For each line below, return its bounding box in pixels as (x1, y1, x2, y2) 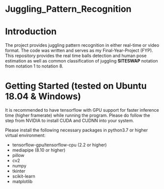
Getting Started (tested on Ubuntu (5, 80, 147, 92)
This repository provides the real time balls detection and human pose (5, 53, 147, 59)
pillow (12, 153, 25, 158)
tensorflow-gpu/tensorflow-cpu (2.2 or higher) (12, 142, 107, 148)
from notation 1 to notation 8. (5, 63, 64, 69)
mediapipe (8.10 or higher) (12, 147, 66, 153)
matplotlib (12, 179, 33, 185)
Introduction (5, 26, 57, 37)
